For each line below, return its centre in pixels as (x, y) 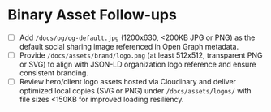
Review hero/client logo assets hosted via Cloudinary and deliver (128, 82)
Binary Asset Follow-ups (92, 15)
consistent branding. (54, 73)
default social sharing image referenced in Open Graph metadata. (129, 47)
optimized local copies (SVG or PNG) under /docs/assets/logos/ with (135, 91)
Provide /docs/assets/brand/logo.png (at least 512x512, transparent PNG (141, 55)
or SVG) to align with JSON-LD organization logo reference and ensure (138, 65)
